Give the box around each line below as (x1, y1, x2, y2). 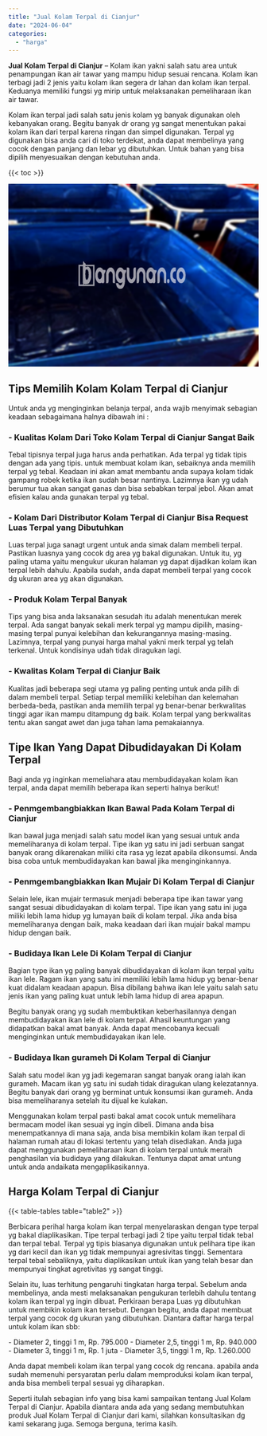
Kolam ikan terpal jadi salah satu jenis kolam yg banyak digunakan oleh (8, 110, 241, 120)
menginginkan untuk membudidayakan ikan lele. (8, 1032, 167, 1042)
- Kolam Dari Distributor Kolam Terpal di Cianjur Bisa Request (8, 512, 249, 523)
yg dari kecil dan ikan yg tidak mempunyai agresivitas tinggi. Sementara (8, 1247, 243, 1257)
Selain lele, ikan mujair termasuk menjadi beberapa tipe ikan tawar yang (8, 894, 244, 904)
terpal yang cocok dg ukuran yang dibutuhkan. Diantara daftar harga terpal (8, 1313, 254, 1323)
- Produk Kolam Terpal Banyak (8, 594, 128, 605)
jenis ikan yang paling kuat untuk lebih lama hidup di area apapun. (8, 991, 225, 1001)
